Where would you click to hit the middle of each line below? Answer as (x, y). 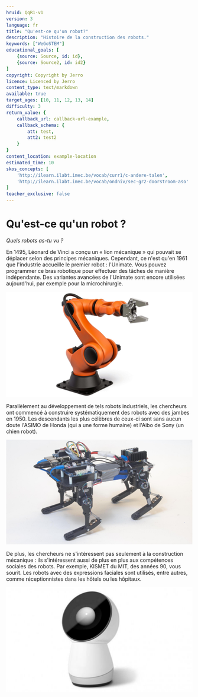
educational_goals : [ (33, 50)
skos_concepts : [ (27, 169)
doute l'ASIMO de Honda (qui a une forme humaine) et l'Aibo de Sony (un (95, 425)
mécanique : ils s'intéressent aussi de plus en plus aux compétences (90, 560)
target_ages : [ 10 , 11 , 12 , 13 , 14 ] (50, 100)
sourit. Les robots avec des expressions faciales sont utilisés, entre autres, (97, 573)
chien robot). (22, 432)
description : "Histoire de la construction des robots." (78, 38)
